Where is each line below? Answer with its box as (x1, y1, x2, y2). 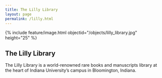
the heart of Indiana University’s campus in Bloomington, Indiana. (5, 67, 137, 74)
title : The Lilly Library (5, 7, 58, 12)
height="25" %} (5, 35, 38, 41)
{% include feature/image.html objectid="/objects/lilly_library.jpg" (5, 30, 138, 36)
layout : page (5, 12, 32, 17)
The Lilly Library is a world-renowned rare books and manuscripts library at (5, 62, 158, 68)
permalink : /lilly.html (5, 16, 54, 21)
